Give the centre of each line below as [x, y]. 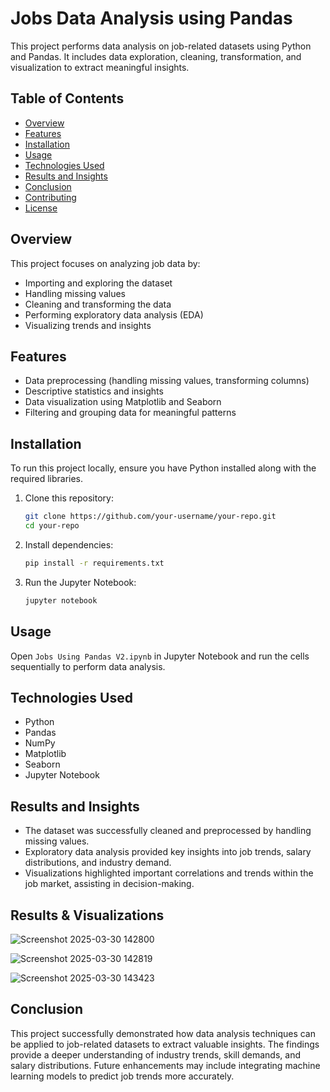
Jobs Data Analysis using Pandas [151, 18]
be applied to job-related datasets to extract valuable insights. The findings [165, 1044]
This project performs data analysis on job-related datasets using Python [161, 46]
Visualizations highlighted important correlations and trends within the [169, 873]
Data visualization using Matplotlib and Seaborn [123, 402]
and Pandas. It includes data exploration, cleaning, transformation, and [156, 56]
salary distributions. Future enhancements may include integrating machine [165, 1065]
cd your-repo [52, 526]
